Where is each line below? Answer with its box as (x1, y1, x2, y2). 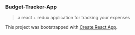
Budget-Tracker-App (5, 3, 57, 10)
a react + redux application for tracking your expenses (17, 15, 130, 21)
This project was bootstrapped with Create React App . (5, 24, 118, 30)
